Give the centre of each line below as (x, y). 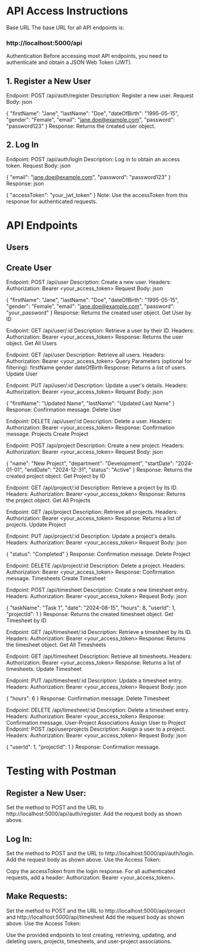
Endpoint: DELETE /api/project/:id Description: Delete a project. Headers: (96, 566)
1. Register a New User (49, 81)
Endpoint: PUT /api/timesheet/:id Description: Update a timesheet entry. (95, 681)
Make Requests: (37, 896)
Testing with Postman (61, 771)
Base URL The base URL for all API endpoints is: (65, 27)
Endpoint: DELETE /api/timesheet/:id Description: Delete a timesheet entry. (98, 710)
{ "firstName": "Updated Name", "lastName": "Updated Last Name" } (90, 404)
